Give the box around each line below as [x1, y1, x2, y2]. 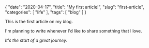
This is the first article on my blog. [5, 19, 73, 24]
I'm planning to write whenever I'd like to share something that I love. [5, 28, 142, 33]
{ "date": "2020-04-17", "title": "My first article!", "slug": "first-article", [5, 4, 144, 10]
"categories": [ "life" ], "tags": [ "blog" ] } [5, 9, 87, 15]
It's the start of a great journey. [5, 37, 68, 43]
